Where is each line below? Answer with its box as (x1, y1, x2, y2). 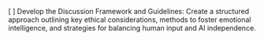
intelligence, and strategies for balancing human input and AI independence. (8, 24, 256, 32)
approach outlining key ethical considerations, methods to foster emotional (8, 15, 251, 24)
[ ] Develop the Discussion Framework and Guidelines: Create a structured (8, 7, 250, 16)
